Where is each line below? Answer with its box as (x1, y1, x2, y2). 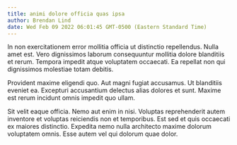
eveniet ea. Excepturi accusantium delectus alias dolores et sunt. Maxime (7, 86, 221, 95)
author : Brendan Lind (7, 17, 71, 24)
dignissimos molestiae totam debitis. (7, 65, 114, 74)
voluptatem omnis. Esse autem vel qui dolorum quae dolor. (7, 130, 178, 138)
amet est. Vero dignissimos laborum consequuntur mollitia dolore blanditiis (7, 50, 225, 58)
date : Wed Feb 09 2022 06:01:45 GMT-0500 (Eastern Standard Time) (7, 23, 207, 30)
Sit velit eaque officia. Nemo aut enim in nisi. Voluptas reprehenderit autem (7, 107, 226, 116)
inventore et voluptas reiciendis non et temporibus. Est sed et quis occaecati (7, 115, 231, 123)
